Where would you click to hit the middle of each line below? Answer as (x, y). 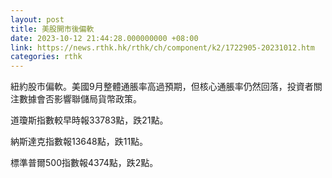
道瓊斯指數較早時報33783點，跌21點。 (89, 120)
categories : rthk (46, 57)
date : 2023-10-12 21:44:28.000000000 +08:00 (104, 38)
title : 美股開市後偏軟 (52, 29)
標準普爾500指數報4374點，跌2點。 (84, 163)
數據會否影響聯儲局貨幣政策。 (80, 99)
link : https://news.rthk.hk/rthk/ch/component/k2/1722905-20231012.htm (162, 47)
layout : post (37, 19)
